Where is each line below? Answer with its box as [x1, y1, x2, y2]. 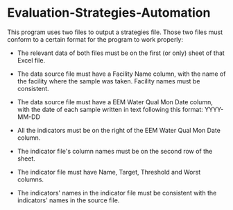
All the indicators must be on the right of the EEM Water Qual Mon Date [17, 126, 221, 134]
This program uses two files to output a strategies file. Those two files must [7, 28, 223, 36]
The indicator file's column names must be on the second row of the [17, 147, 213, 155]
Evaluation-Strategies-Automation [7, 5, 211, 21]
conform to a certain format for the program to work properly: [7, 35, 184, 43]
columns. [17, 175, 44, 184]
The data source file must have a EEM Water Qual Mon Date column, [17, 97, 213, 106]
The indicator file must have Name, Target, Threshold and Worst [17, 168, 201, 176]
